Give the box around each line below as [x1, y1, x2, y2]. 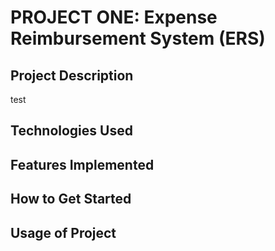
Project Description [10, 67, 134, 84]
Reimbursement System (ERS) [10, 27, 266, 50]
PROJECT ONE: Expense [10, 6, 218, 29]
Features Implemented [10, 156, 155, 173]
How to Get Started [10, 191, 132, 208]
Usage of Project [10, 224, 117, 241]
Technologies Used [10, 122, 133, 140]
